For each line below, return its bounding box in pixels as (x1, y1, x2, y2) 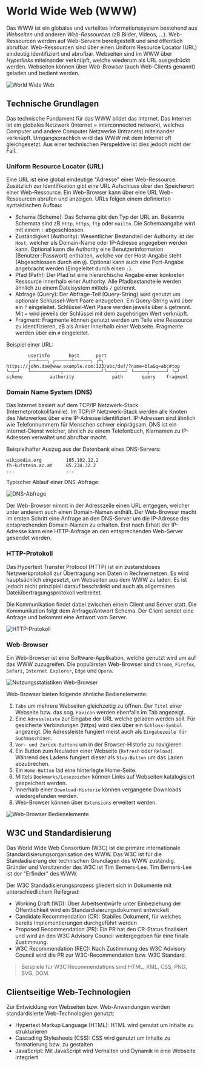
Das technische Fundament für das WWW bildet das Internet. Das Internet (6, 115, 191, 122)
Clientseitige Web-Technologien (6, 987, 131, 997)
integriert (15, 1053, 38, 1061)
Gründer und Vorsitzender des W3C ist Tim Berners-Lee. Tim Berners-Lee (6, 863, 192, 871)
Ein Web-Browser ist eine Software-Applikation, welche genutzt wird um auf (6, 654, 196, 661)
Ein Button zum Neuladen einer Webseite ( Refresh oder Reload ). (15, 747, 175, 754)
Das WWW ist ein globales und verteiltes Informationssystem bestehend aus (6, 24, 198, 32)
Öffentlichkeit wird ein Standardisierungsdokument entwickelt (15, 906, 170, 913)
